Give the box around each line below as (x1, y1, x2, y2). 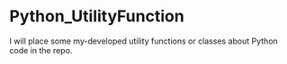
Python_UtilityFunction (9, 6, 184, 27)
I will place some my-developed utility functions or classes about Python (9, 36, 279, 46)
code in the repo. (9, 44, 73, 55)
